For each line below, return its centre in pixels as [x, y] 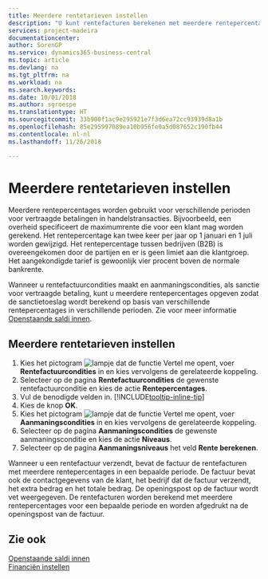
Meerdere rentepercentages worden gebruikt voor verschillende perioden [130, 210]
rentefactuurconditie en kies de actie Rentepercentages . [113, 388]
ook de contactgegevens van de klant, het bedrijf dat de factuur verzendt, [130, 480]
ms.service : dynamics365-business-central [80, 53]
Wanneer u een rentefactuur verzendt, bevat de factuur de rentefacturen [128, 463]
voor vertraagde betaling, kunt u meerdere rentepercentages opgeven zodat [134, 293]
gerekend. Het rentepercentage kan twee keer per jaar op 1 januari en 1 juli [130, 235]
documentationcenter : [44, 38]
